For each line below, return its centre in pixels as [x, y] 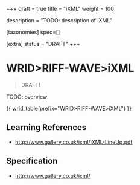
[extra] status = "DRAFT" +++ [43, 44]
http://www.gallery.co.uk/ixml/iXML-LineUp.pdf [74, 142]
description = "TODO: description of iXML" [59, 20]
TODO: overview [27, 97]
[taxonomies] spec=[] [33, 32]
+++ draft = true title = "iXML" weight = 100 [60, 9]
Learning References [46, 127]
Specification [32, 161]
